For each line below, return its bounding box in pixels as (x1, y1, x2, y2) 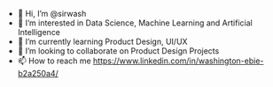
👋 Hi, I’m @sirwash (17, 9, 87, 18)
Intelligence (17, 27, 60, 37)
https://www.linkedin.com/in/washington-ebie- (92, 55, 264, 66)
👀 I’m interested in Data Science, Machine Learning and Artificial (17, 18, 253, 28)
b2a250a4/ (17, 69, 59, 78)
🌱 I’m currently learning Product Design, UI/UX (17, 36, 188, 47)
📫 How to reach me (17, 55, 91, 66)
